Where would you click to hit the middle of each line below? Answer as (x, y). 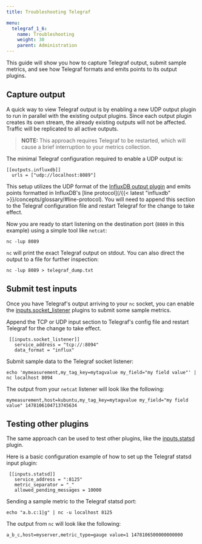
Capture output (36, 95)
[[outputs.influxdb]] (34, 170)
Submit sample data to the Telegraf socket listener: (70, 361)
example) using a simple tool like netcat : (57, 230)
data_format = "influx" (44, 350)
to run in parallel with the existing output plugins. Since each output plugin (99, 115)
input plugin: (22, 463)
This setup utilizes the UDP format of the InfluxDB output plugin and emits (99, 186)
